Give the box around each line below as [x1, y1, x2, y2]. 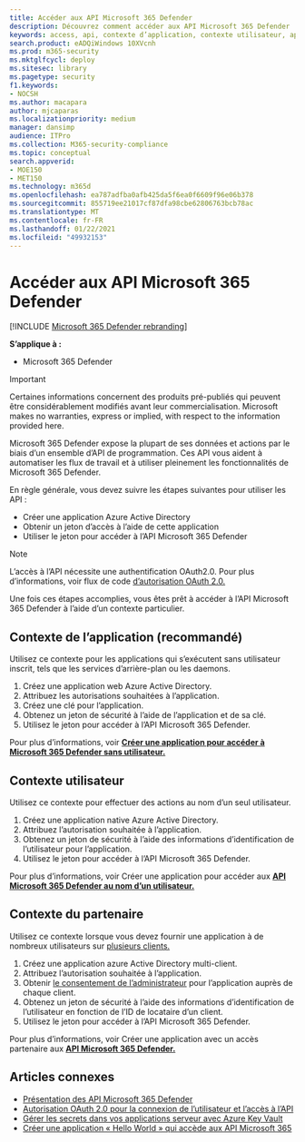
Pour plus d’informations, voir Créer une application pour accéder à [9, 737, 265, 748]
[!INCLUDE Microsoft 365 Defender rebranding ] [9, 321, 188, 332]
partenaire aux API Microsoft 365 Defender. [9, 1043, 176, 1054]
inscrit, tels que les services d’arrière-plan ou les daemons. [9, 664, 231, 674]
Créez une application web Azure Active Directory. [22, 681, 212, 692]
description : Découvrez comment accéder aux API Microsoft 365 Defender [9, 22, 290, 31]
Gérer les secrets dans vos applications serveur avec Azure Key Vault [22, 1113, 283, 1124]
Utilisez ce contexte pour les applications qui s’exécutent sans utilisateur [9, 654, 281, 665]
